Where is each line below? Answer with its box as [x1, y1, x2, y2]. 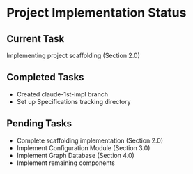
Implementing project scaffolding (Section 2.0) [6, 51, 140, 59]
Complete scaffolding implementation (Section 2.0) [16, 136, 164, 145]
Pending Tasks [6, 117, 72, 130]
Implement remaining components [16, 159, 116, 167]
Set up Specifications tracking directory [16, 97, 131, 106]
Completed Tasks [6, 71, 84, 83]
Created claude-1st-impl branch [16, 89, 109, 99]
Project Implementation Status [6, 5, 187, 21]
